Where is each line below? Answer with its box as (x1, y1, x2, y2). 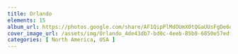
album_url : (7, 23, 40, 30)
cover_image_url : (7, 29, 59, 37)
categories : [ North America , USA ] (7, 36, 115, 43)
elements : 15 (7, 17, 46, 24)
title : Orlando (7, 10, 52, 18)
